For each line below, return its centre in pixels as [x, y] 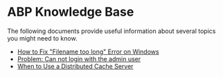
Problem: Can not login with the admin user [79, 58]
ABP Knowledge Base [71, 12]
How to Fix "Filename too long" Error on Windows [88, 52]
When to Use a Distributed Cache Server [75, 66]
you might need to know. [42, 38]
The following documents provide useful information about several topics [111, 31]
